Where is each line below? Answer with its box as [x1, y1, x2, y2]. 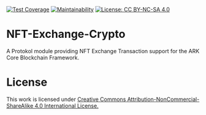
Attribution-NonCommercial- [127, 95, 200, 103]
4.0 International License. [34, 102, 99, 109]
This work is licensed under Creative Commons [6, 95, 126, 103]
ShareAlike [6, 102, 34, 109]
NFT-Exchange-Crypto [6, 28, 126, 41]
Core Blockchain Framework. [6, 54, 80, 61]
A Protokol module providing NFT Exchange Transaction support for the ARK [6, 47, 200, 54]
